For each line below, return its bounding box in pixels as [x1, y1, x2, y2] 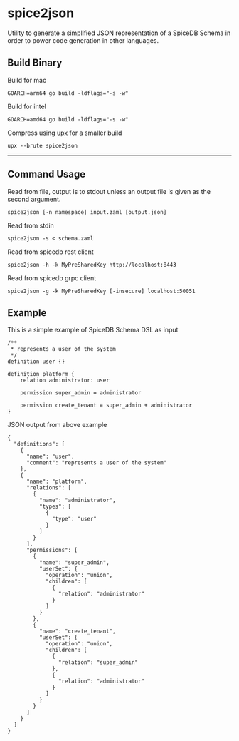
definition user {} [7, 358, 65, 365]
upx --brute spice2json [7, 142, 78, 149]
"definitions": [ [14, 441, 65, 448]
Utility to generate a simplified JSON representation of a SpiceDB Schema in [7, 29, 231, 37]
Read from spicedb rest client [7, 247, 94, 256]
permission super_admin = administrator [20, 389, 142, 397]
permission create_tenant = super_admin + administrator [20, 402, 193, 409]
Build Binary [7, 57, 63, 69]
